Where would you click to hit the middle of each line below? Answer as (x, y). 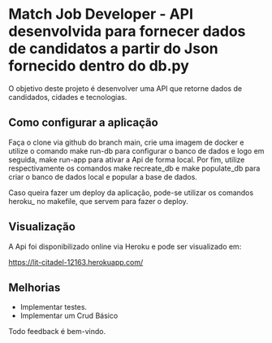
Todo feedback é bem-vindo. (57, 332)
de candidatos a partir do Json (113, 49)
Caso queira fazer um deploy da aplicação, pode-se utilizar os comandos (131, 193)
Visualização (42, 227)
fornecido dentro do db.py (99, 66)
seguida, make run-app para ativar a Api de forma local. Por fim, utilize (127, 159)
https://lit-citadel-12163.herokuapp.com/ (76, 262)
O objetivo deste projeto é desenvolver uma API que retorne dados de (125, 88)
